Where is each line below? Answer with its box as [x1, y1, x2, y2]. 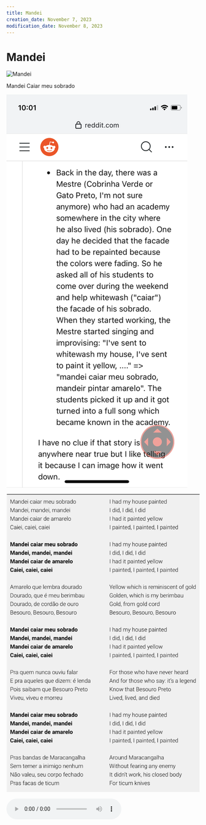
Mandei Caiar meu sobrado [6, 82, 75, 90]
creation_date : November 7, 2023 [6, 16, 92, 23]
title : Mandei [6, 10, 43, 16]
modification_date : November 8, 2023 [6, 23, 103, 29]
